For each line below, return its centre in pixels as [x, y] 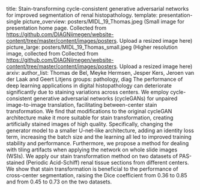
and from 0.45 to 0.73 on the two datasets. [59, 182]
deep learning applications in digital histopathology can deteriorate [89, 86]
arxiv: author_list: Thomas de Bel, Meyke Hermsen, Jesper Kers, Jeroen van [100, 73]
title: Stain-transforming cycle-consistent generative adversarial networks [98, 9]
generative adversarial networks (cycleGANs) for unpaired [105, 98]
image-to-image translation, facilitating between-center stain [82, 105]
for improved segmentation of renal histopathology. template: [82, 15]
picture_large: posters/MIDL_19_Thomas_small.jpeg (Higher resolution [92, 47]
